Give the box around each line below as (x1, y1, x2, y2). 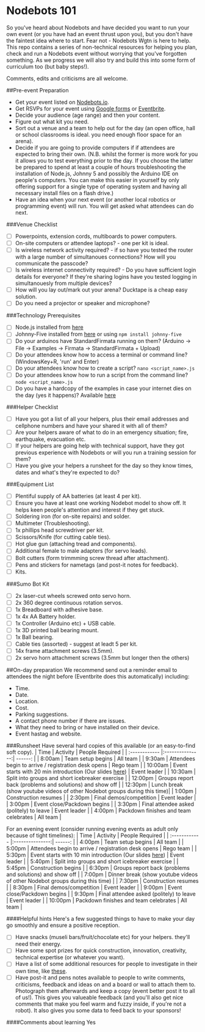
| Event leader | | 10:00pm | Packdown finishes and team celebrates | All (6, 897, 187, 904)
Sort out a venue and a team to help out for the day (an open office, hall (15, 124, 195, 131)
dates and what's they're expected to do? (15, 469, 120, 476)
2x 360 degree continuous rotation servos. (15, 599, 123, 606)
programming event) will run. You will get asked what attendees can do (15, 202, 194, 210)
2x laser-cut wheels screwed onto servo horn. (15, 592, 131, 599)
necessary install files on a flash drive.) (15, 189, 114, 196)
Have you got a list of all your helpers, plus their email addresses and (15, 415, 189, 422)
